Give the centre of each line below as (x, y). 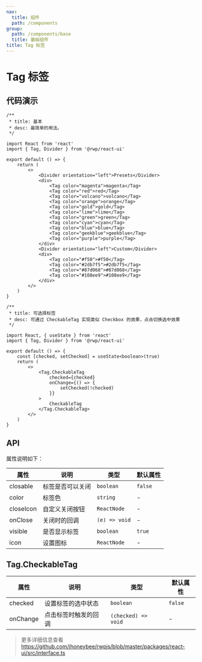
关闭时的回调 (61, 520)
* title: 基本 (26, 121)
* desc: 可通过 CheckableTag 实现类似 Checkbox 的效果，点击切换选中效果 (94, 319)
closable (21, 486)
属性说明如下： (25, 458)
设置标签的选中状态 (72, 603)
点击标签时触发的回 (72, 614)
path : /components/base (41, 34)
